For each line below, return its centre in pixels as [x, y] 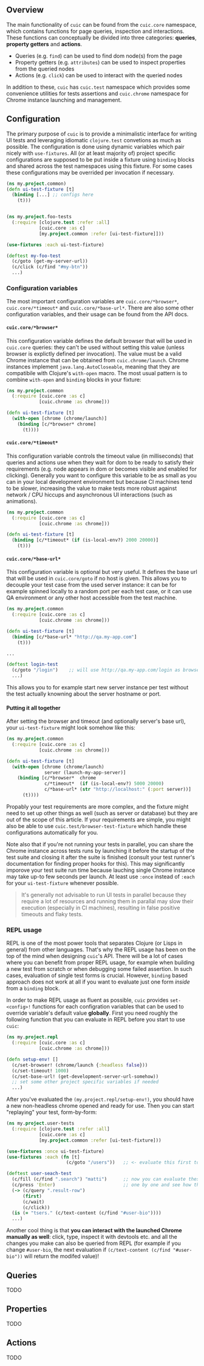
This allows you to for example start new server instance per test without [97, 688]
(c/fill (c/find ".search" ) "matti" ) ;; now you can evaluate [99, 1179]
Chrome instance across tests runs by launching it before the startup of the [100, 850]
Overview [25, 10]
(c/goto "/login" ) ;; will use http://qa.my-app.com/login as [96, 670]
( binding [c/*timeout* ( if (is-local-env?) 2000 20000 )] [85, 540]
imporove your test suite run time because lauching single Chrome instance [101, 870]
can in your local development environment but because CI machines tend [99, 481]
